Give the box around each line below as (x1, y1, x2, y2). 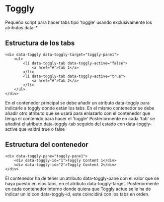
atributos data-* (5, 24, 38, 30)
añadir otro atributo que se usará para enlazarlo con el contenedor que (5, 110, 151, 116)
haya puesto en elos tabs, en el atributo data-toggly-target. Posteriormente (5, 180, 159, 186)
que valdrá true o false (18, 126, 65, 132)
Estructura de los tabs (5, 39, 75, 48)
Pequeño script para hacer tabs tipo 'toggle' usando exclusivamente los (5, 19, 153, 25)
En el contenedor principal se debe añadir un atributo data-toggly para (5, 100, 150, 105)
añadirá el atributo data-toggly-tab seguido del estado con (5, 121, 125, 127)
